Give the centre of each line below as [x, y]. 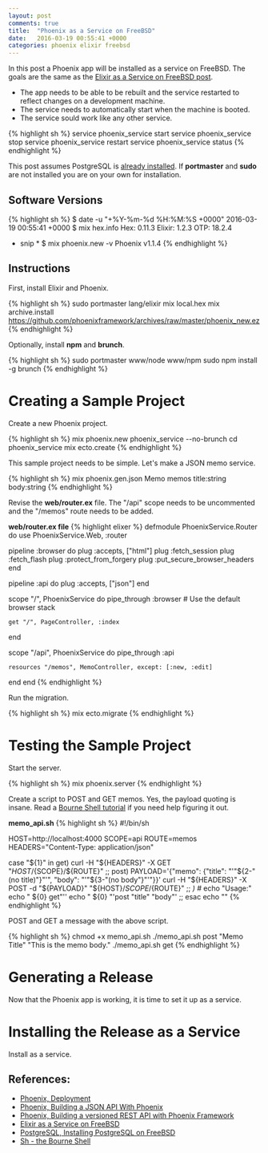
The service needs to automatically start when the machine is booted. [135, 110]
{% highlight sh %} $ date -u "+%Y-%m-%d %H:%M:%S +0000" [116, 219]
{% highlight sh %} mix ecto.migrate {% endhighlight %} [101, 713]
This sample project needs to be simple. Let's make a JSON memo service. [132, 463]
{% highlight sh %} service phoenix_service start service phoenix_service [130, 134]
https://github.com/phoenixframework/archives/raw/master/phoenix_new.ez [134, 320]
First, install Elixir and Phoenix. [59, 288]
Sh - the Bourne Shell [55, 1141]
